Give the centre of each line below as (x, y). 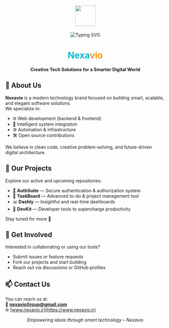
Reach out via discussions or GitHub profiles (59, 267)
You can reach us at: (27, 299)
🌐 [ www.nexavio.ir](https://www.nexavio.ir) (51, 310)
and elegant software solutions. (38, 103)
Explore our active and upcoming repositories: (54, 181)
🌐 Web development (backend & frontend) (57, 118)
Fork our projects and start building (49, 262)
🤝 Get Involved (29, 235)
